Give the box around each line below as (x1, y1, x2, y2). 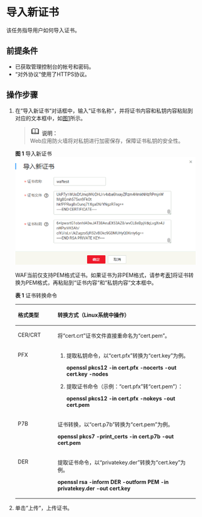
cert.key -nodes (66, 370, 109, 377)
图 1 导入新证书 (14, 150, 52, 157)
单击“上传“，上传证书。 (14, 504, 73, 512)
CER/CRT (17, 331, 41, 338)
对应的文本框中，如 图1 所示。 (14, 114, 86, 122)
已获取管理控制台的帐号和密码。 (14, 63, 94, 70)
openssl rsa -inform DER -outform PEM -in (57, 478, 170, 486)
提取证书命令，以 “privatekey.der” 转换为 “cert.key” (57, 459, 180, 466)
